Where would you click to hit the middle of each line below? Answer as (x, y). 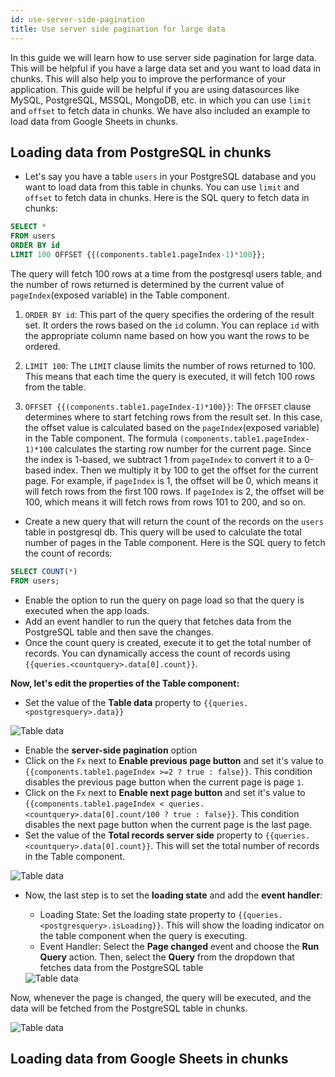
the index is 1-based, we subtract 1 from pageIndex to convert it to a (163, 459)
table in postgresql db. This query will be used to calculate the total (163, 532)
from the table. (55, 387)
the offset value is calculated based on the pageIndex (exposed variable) (172, 427)
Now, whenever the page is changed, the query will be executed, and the (161, 997)
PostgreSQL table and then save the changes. (119, 632)
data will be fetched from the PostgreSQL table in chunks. (129, 1008)
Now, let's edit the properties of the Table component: (125, 683)
